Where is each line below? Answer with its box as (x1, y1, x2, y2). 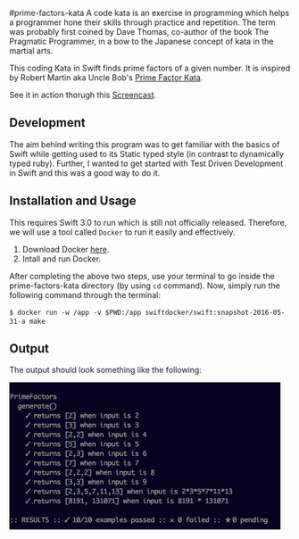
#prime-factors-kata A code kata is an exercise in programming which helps (9, 8, 290, 18)
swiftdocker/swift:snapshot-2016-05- (145, 308, 286, 317)
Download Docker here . (21, 244, 110, 254)
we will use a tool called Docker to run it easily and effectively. (9, 227, 236, 237)
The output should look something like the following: (9, 365, 203, 376)
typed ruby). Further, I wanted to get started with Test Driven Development (9, 158, 284, 169)
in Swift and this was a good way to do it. (9, 167, 161, 178)
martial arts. (9, 46, 54, 56)
